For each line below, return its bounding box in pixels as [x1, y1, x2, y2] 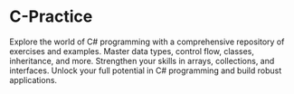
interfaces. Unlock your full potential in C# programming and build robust [9, 65, 282, 76]
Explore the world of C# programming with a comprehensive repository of [9, 36, 285, 47]
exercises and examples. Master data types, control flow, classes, [9, 45, 255, 56]
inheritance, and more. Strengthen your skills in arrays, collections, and [9, 55, 275, 66]
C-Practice [9, 6, 93, 27]
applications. [9, 74, 57, 85]
